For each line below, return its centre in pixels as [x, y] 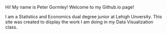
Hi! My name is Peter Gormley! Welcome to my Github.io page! [70, 7]
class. [11, 27]
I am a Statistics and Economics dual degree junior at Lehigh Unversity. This [83, 17]
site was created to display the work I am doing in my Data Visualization [79, 22]
